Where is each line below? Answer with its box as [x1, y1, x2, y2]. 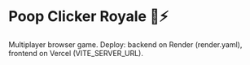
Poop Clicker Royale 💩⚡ [8, 7, 169, 26]
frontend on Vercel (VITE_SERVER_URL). [8, 48, 144, 58]
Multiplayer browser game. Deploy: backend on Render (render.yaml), [8, 39, 243, 50]
